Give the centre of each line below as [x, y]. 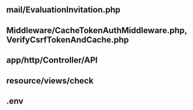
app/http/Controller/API [52, 60]
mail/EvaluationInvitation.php [64, 10]
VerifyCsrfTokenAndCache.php [67, 39]
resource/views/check [50, 81]
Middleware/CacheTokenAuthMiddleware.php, [97, 30]
